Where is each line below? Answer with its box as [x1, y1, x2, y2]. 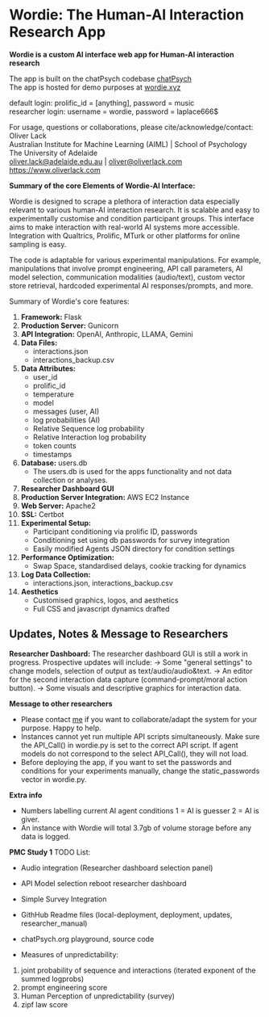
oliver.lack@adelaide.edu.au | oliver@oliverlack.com [9, 156, 183, 166]
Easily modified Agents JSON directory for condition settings [32, 544, 235, 553]
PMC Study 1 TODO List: [9, 847, 91, 857]
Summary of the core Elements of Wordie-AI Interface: [9, 180, 196, 191]
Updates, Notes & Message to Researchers [9, 628, 229, 641]
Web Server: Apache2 [20, 501, 96, 511]
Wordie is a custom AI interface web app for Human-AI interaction [9, 49, 234, 59]
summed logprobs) [20, 973, 85, 983]
